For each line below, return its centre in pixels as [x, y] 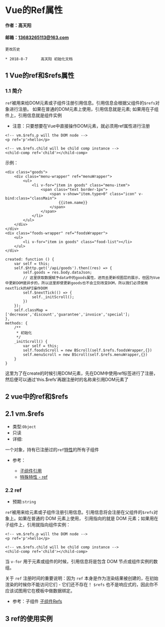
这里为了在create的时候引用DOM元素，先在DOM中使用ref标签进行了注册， [82, 373]
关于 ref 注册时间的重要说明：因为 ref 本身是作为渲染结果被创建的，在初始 [82, 578]
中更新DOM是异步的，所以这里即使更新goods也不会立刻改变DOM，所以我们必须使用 [77, 283]
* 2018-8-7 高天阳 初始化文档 [39, 59]
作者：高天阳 [18, 25]
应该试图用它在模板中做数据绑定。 [40, 591]
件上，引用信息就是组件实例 [34, 115]
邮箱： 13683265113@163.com [37, 37]
